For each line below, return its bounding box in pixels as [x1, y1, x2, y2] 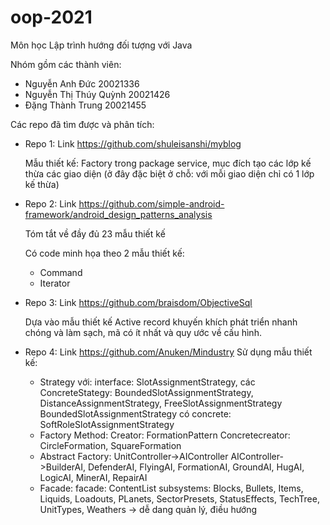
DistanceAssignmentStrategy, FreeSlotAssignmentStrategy [39, 397, 283, 409]
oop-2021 [10, 6, 93, 29]
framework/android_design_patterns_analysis [24, 208, 213, 220]
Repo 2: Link [24, 197, 77, 210]
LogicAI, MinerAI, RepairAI [39, 471, 148, 483]
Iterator [39, 277, 71, 289]
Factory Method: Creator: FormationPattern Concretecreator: [39, 429, 291, 441]
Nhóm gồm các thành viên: [10, 58, 122, 70]
